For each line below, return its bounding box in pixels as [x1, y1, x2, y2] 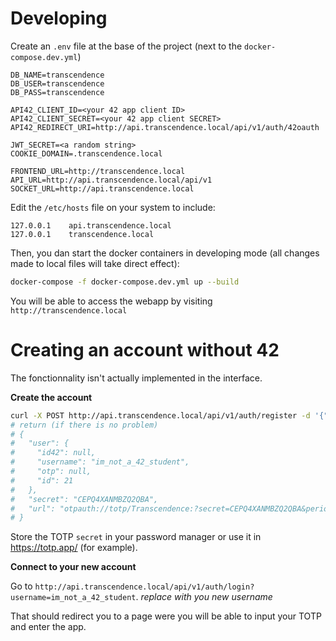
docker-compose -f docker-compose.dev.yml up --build [10, 277, 240, 287]
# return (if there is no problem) [10, 420, 159, 430]
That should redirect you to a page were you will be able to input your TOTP [10, 610, 322, 622]
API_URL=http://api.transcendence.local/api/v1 [10, 175, 213, 185]
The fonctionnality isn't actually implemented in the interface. [10, 372, 263, 384]
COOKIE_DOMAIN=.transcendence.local [10, 148, 163, 159]
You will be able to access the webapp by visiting [10, 295, 213, 307]
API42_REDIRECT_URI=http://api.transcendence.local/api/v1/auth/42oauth [10, 122, 320, 132]
